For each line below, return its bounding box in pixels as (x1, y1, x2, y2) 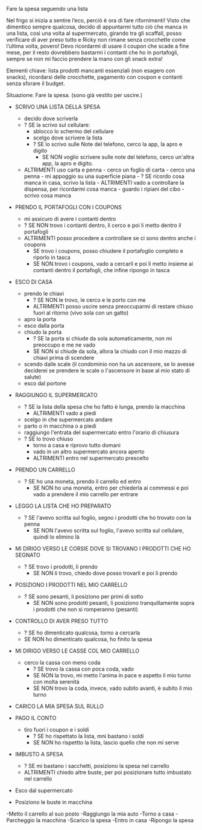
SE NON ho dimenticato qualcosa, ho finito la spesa (24, 636, 153, 642)
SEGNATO (14, 552, 40, 558)
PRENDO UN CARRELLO (14, 466, 75, 473)
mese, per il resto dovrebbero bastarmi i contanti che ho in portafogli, (6, 49, 179, 56)
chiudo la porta (24, 328, 62, 336)
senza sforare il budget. (6, 80, 65, 87)
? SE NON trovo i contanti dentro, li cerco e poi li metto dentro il (24, 222, 181, 229)
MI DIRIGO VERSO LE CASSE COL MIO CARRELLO (14, 647, 140, 654)
